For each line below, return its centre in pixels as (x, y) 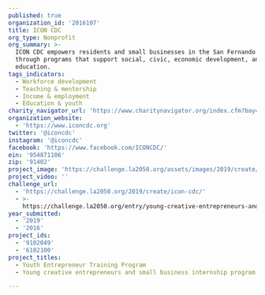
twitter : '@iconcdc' (42, 133)
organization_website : (45, 118)
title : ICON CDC (35, 30)
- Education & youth (49, 103)
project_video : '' (38, 177)
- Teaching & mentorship (56, 89)
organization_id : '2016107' (54, 23)
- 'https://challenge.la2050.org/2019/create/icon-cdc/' (111, 191)
